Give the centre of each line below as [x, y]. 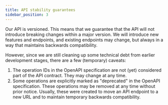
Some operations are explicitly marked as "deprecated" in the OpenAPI [86, 81]
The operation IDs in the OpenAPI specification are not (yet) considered [87, 70]
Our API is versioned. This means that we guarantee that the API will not [80, 29]
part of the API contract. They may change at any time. [70, 75]
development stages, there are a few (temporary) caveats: [66, 60]
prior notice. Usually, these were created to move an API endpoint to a [85, 91]
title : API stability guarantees [40, 10]
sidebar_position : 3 [27, 15]
